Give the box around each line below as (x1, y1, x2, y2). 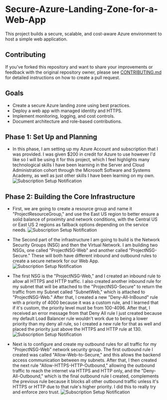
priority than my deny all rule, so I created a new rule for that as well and (12, 321, 161, 327)
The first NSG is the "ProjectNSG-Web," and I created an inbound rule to (12, 273, 161, 279)
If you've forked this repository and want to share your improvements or (5, 64, 153, 70)
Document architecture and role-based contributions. (12, 118, 122, 124)
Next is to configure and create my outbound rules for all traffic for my (12, 341, 157, 347)
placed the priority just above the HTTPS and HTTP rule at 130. (12, 326, 142, 332)
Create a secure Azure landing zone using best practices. (12, 102, 131, 108)
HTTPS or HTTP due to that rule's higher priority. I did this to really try (12, 384, 156, 390)
